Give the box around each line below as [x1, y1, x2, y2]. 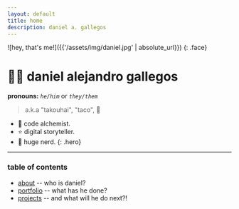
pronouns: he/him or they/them [7, 92, 98, 101]
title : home [7, 17, 43, 24]
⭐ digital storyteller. [17, 128, 75, 136]
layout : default [7, 10, 55, 18]
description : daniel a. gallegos [7, 24, 107, 31]
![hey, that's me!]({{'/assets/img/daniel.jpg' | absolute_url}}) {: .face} [7, 44, 208, 52]
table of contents [7, 162, 68, 172]
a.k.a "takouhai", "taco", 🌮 [24, 106, 101, 114]
